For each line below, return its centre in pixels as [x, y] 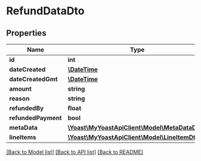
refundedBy [26, 108]
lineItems [23, 137]
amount [20, 89]
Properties [26, 33]
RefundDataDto [45, 11]
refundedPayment [36, 118]
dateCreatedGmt [33, 79]
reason [19, 98]
